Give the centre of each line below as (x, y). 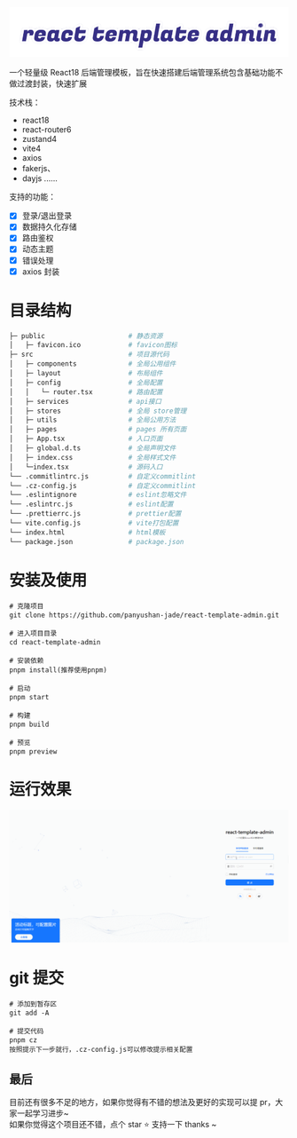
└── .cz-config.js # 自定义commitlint (103, 486)
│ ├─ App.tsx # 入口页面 (86, 439)
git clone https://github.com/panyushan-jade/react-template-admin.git (144, 615)
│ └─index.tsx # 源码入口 (86, 467)
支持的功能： (32, 197)
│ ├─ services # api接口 (86, 401)
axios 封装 (41, 271)
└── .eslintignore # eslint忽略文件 (98, 495)
